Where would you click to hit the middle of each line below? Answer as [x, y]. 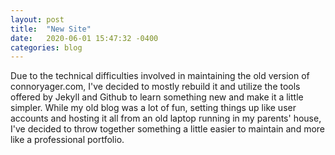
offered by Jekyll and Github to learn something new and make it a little [157, 97]
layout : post [37, 19]
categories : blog [46, 47]
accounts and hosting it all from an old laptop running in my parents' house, [166, 118]
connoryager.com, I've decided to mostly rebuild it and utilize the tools [155, 87]
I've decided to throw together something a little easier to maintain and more [168, 129]
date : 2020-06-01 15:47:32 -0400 [84, 38]
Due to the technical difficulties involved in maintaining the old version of [160, 76]
